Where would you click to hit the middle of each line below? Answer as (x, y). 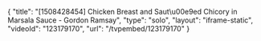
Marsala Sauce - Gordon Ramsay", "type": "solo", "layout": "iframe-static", (130, 20)
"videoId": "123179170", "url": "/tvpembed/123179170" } (99, 29)
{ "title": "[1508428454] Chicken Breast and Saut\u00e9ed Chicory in (122, 12)
